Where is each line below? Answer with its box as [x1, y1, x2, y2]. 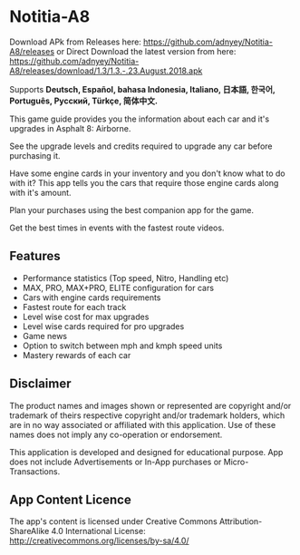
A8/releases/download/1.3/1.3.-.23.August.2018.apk [9, 65, 203, 76]
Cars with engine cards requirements [22, 292, 161, 303]
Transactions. [9, 465, 61, 477]
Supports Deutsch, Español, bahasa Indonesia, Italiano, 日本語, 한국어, [9, 83, 276, 94]
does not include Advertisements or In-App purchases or [9, 456, 222, 467]
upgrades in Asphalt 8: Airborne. [9, 122, 131, 133]
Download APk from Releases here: [9, 36, 142, 47]
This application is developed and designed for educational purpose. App [9, 446, 284, 457]
